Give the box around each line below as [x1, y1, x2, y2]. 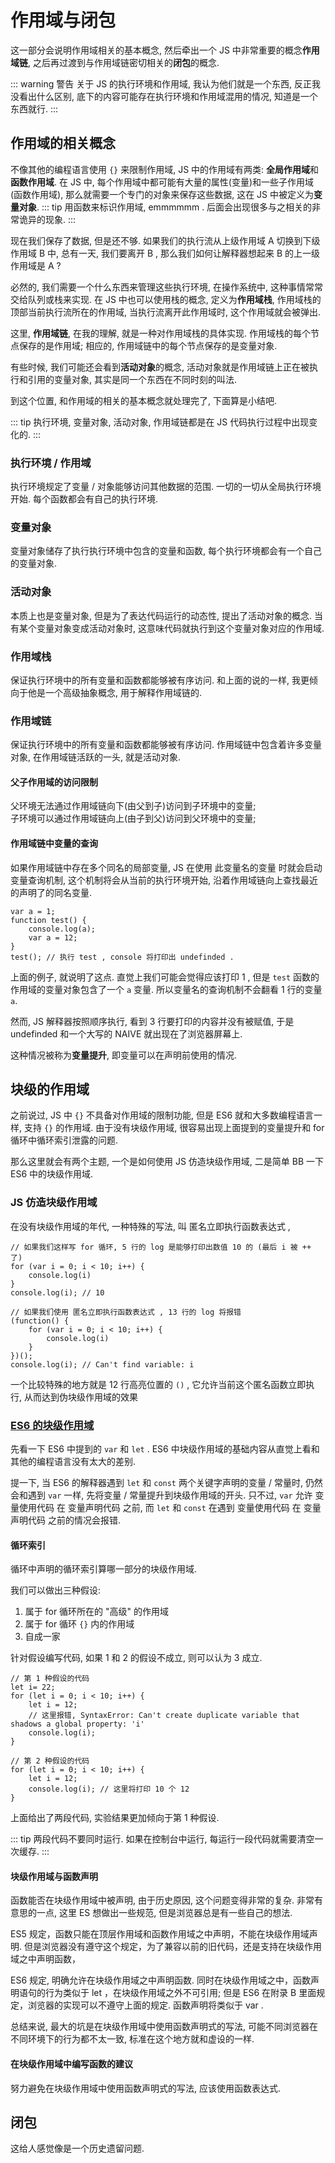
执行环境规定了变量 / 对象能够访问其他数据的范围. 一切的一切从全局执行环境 [10, 481, 322, 493]
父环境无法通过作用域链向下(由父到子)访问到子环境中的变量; [10, 800, 257, 812]
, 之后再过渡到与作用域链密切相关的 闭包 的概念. [28, 56, 220, 68]
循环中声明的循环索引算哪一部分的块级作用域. [10, 1563, 198, 1575]
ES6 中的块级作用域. [10, 1168, 94, 1180]
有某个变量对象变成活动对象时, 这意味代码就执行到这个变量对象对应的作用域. [10, 622, 325, 634]
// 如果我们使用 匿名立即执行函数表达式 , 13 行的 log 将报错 [10, 1307, 242, 1317]
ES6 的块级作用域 [10, 1418, 95, 1432]
